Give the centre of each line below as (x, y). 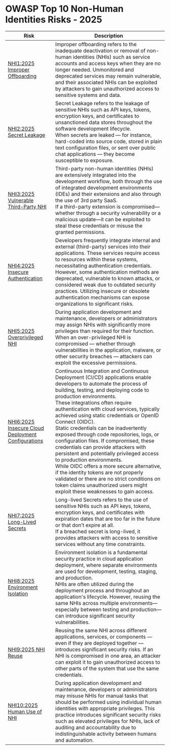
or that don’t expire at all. (85, 525)
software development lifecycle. (93, 128)
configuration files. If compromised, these (105, 440)
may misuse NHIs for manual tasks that (102, 696)
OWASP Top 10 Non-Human (65, 9)
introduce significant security (100, 616)
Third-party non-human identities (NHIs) (104, 168)
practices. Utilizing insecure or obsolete (102, 291)
